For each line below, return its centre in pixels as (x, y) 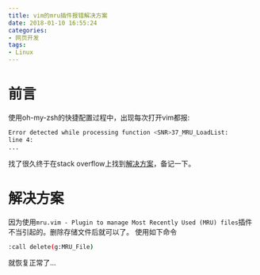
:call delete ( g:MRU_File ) (51, 246)
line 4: (21, 139)
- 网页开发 (24, 38)
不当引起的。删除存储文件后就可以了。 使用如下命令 (92, 231)
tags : (17, 45)
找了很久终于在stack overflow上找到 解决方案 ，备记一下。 (102, 163)
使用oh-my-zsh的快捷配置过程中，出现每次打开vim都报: (99, 117)
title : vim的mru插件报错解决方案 (58, 15)
